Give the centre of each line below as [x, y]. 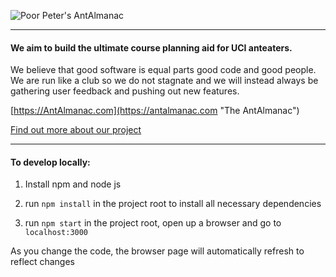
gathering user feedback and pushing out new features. [125, 91]
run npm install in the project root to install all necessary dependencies [173, 204]
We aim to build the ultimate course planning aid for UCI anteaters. [151, 47]
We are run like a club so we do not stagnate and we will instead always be [164, 81]
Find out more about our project [76, 130]
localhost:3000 [56, 233]
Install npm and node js [73, 184]
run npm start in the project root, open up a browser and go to [153, 223]
